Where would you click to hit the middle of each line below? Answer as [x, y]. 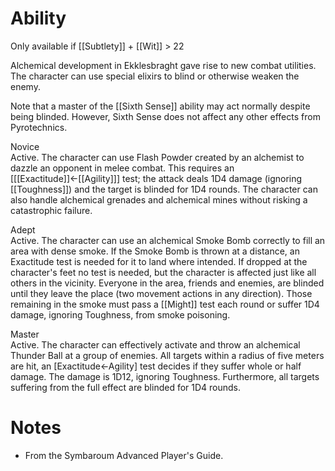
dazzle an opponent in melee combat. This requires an [122, 168]
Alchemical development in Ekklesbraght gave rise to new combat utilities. [163, 65]
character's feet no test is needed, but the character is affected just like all [163, 272]
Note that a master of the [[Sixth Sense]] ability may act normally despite [160, 106]
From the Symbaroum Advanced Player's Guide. [124, 455]
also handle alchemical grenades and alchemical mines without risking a [159, 199]
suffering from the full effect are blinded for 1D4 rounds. [126, 387]
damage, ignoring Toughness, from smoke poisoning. [120, 314]
